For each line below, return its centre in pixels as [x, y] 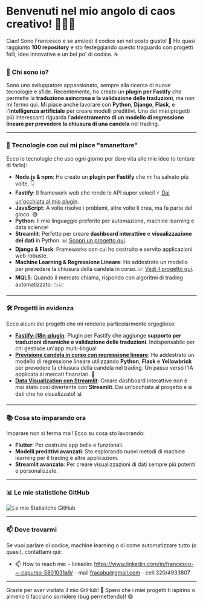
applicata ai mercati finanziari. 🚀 [55, 374]
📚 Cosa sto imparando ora [46, 418]
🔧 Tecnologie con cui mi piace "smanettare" [72, 145]
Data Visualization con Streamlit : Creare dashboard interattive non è [101, 381]
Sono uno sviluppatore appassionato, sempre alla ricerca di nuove [89, 85]
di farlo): [17, 165]
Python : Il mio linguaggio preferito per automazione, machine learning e [105, 221]
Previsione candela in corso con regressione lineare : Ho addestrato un [105, 355]
